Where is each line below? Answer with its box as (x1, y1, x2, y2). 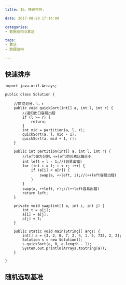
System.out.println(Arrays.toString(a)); (22, 246, 107, 251)
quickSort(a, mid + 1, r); (22, 136, 77, 141)
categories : (5, 25, 29, 30)
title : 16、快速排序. (5, 7, 45, 12)
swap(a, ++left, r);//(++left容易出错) (22, 186, 100, 191)
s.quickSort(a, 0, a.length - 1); (22, 241, 92, 246)
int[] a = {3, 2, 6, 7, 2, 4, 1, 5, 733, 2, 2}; (22, 233, 122, 238)
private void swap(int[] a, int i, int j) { (14, 203, 105, 208)
